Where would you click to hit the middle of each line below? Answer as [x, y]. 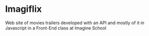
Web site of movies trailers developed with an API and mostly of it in [75, 23]
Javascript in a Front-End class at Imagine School [56, 28]
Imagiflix [24, 9]
